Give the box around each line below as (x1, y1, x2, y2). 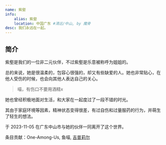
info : (5, 12, 16, 17)
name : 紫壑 (5, 7, 26, 12)
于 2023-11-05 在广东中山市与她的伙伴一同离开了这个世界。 (5, 124, 126, 130)
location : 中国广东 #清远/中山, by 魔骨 (14, 21, 91, 26)
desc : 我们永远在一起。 (5, 26, 48, 31)
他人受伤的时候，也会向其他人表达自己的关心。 (5, 75, 100, 81)
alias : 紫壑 (14, 16, 37, 21)
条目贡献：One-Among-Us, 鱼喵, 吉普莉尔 (5, 134, 90, 140)
